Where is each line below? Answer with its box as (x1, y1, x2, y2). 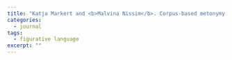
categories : (7, 17, 42, 23)
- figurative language (13, 36, 79, 43)
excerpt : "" (7, 42, 42, 49)
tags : (7, 29, 23, 37)
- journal (13, 23, 42, 30)
